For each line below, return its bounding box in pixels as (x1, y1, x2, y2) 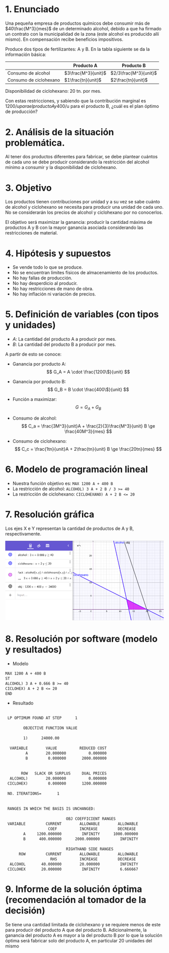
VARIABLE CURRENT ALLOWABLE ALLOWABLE (7, 821, 138, 826)
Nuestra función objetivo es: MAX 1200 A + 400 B (12, 480, 113, 486)
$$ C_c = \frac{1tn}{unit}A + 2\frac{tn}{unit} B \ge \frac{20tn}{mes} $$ (15, 446, 162, 452)
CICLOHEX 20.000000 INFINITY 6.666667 (7, 867, 138, 872)
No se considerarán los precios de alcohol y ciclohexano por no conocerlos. (5, 209, 163, 215)
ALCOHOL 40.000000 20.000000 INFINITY (10, 862, 138, 867)
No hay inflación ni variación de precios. (12, 291, 97, 297)
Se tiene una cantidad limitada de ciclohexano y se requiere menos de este (5, 922, 161, 928)
